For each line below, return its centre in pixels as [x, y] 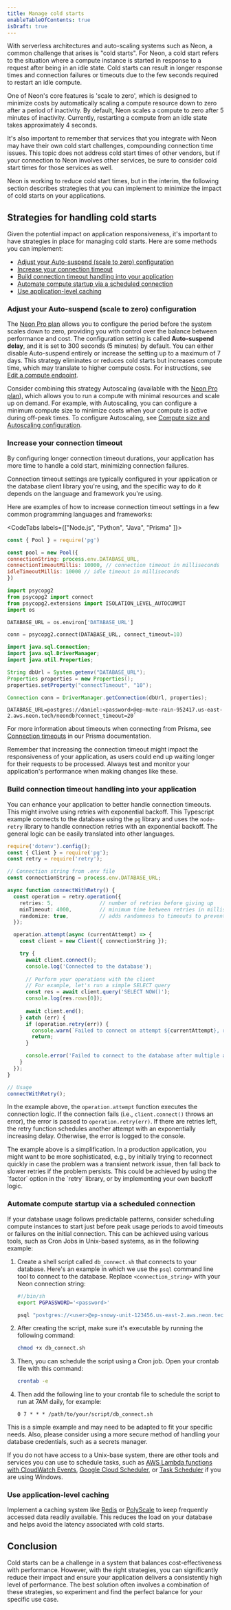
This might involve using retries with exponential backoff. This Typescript [111, 812]
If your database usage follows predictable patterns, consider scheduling [111, 1219]
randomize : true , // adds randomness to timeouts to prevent [123, 916]
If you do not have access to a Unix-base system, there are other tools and [113, 1455]
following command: [46, 1335]
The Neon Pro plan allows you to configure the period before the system [109, 324]
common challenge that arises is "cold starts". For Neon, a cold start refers [113, 53]
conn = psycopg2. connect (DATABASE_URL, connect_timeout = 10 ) [95, 634]
